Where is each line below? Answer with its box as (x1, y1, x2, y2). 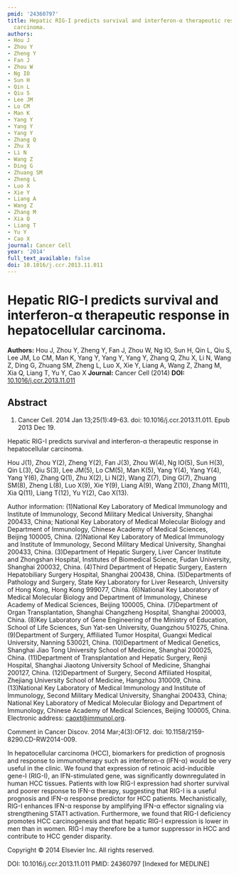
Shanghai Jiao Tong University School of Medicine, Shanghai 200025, (7, 645, 213, 654)
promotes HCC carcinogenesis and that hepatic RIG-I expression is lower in (7, 817, 229, 825)
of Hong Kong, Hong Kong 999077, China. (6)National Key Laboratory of (7, 585, 219, 594)
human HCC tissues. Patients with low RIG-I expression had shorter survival (7, 779, 230, 788)
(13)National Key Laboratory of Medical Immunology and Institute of (7, 683, 206, 692)
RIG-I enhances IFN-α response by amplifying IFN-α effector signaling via (7, 801, 224, 810)
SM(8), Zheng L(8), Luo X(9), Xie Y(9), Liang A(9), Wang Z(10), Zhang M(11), (7, 481, 230, 489)
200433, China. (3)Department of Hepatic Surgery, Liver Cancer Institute (7, 547, 222, 556)
